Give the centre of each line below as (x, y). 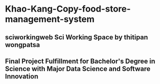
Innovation (22, 76)
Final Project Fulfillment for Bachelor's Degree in (80, 61)
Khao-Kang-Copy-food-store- (68, 9)
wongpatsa (22, 45)
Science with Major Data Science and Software (78, 69)
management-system (50, 19)
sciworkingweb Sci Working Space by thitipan (77, 37)
